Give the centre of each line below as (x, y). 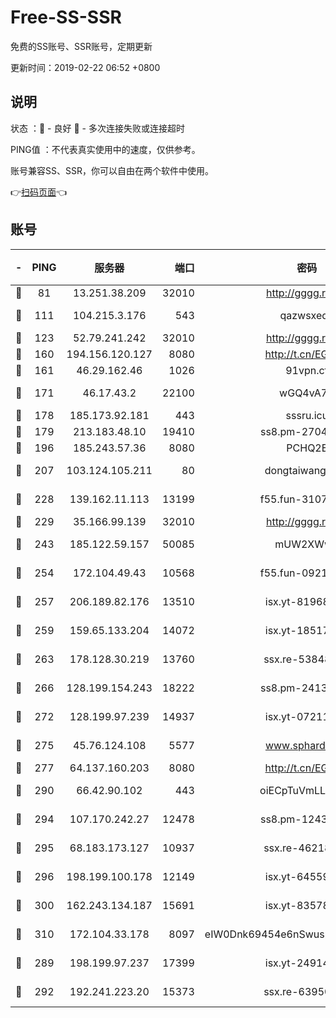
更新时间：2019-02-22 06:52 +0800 (85, 67)
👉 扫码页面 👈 (39, 192)
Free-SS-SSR (66, 17)
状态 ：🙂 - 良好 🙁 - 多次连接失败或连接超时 (97, 128)
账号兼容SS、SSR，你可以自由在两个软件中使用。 (112, 170)
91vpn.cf (307, 370)
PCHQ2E (307, 448)
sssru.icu (307, 415)
